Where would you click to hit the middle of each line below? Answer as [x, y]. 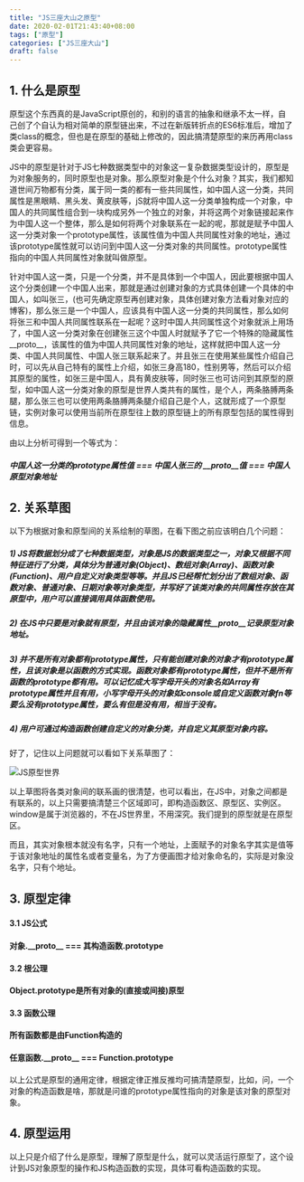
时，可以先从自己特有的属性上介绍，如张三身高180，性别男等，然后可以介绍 [150, 366]
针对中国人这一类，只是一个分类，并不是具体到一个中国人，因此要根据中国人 [152, 276]
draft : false [34, 52]
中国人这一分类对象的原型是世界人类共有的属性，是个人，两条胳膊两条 [163, 389]
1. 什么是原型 [45, 90]
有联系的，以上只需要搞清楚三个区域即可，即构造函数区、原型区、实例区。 [147, 803]
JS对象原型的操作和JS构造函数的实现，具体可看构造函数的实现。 [145, 1168]
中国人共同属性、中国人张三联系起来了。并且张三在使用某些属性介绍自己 [159, 355]
